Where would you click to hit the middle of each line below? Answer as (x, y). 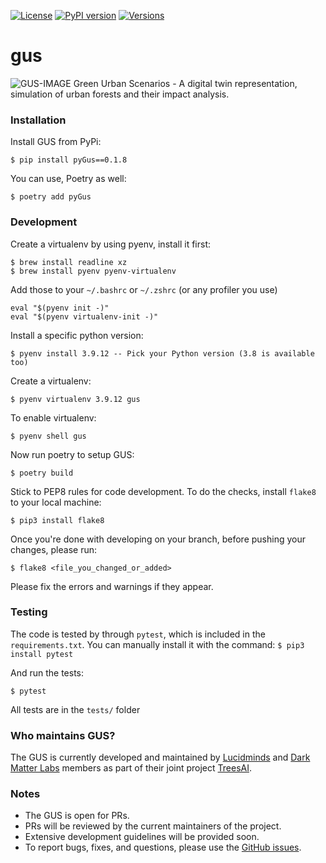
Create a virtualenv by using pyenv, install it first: (110, 244)
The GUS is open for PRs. (77, 816)
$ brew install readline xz (69, 262)
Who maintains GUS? (63, 735)
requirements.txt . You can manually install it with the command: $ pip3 (157, 644)
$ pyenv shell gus (48, 436)
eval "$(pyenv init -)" (60, 308)
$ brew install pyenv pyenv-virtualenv (93, 271)
